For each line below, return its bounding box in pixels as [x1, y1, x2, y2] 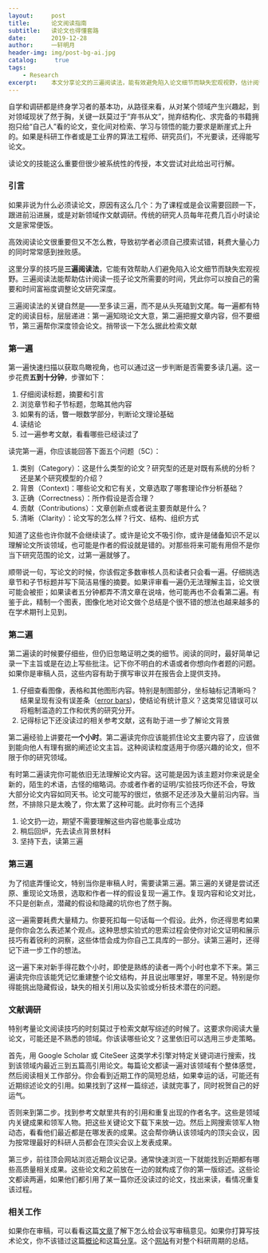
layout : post [8, 11, 66, 20]
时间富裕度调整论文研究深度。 [22, 284, 120, 293]
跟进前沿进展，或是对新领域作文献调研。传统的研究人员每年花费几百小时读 [8, 209, 253, 220]
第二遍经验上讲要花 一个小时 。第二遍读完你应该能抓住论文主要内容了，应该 [8, 733, 253, 742]
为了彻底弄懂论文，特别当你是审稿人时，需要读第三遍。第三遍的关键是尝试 [8, 878, 253, 888]
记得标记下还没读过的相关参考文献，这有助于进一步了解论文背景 [19, 716, 230, 726]
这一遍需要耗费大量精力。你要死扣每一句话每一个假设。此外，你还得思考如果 [8, 915, 260, 925]
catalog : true [8, 57, 69, 65]
